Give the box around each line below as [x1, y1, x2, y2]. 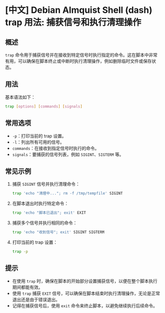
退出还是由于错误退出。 [12, 296, 60, 302]
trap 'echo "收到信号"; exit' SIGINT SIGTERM [12, 230, 104, 235]
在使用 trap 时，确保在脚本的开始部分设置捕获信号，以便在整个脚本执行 [12, 278, 158, 284]
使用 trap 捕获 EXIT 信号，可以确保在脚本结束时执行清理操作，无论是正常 [12, 290, 160, 296]
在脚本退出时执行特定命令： [12, 201, 69, 207]
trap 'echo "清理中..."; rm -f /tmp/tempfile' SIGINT [12, 191, 123, 196]
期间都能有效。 [12, 284, 43, 290]
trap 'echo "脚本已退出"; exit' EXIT [12, 210, 86, 215]
